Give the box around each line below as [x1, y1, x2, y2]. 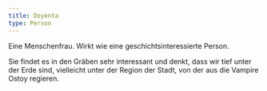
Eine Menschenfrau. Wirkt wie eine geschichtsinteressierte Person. [8, 41, 229, 50]
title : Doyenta [8, 11, 59, 20]
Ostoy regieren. [8, 73, 60, 83]
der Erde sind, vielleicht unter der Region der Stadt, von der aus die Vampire [8, 65, 259, 74]
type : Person [8, 19, 52, 27]
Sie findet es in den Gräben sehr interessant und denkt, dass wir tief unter [8, 57, 252, 66]
